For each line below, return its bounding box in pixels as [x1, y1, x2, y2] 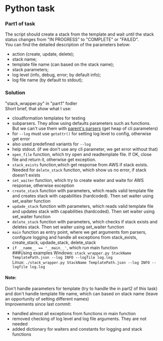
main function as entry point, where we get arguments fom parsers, [12, 229, 147, 235]
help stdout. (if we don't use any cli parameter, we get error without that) [12, 146, 158, 152]
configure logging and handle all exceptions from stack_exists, [12, 234, 138, 240]
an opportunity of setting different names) [5, 296, 89, 301]
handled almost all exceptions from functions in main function [12, 310, 136, 316]
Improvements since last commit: [5, 301, 72, 307]
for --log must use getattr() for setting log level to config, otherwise [12, 130, 152, 137]
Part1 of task [5, 20, 36, 27]
